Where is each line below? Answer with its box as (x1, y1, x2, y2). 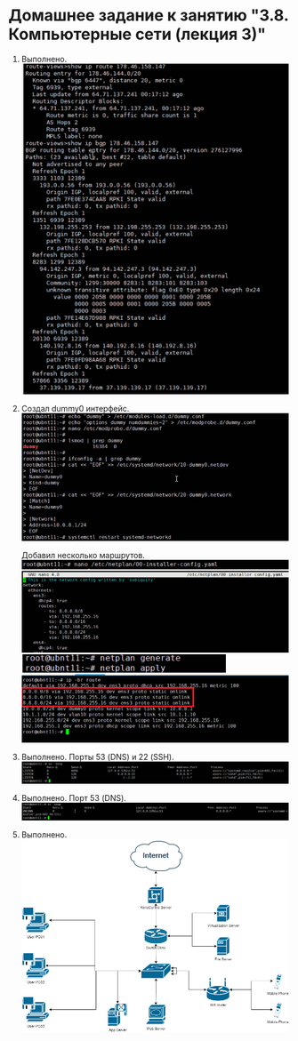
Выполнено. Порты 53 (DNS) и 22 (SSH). (20, 751, 174, 762)
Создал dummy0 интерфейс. (20, 404, 130, 414)
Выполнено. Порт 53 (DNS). (20, 793, 126, 804)
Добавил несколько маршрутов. (20, 550, 146, 561)
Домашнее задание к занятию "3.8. (8, 5, 289, 26)
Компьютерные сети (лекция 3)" (8, 24, 266, 44)
